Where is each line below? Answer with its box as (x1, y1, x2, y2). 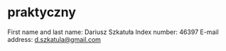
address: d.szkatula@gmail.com (7, 35, 102, 43)
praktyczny (7, 4, 77, 21)
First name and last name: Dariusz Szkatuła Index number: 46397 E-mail (7, 28, 219, 36)
